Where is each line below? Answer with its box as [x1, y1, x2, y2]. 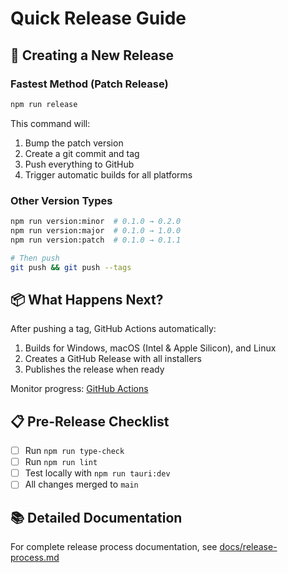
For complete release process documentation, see [10, 541, 218, 553]
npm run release [10, 99, 78, 109]
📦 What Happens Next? [10, 291, 164, 308]
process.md [10, 552, 60, 564]
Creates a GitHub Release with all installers [24, 353, 202, 365]
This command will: [10, 117, 91, 129]
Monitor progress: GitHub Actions [10, 383, 149, 395]
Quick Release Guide [10, 7, 187, 30]
